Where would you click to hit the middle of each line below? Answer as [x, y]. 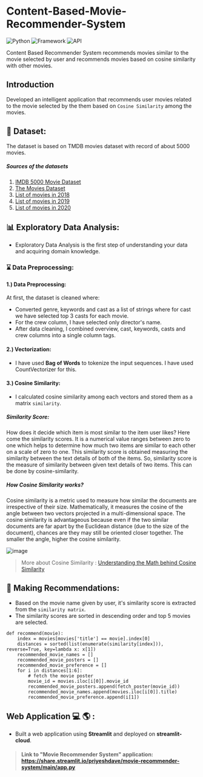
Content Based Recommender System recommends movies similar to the [98, 52]
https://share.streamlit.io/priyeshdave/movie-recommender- [100, 761]
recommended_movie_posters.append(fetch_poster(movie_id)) [104, 686]
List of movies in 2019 [42, 201]
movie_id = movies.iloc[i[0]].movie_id [78, 681]
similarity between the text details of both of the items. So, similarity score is [101, 458]
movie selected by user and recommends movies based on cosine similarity [101, 59]
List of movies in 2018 [42, 194]
